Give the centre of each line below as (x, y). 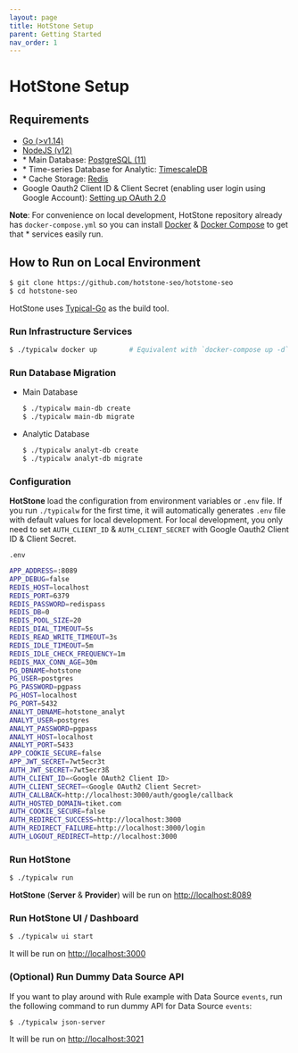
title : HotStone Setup (51, 26)
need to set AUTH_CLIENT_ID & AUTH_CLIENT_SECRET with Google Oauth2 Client (149, 530)
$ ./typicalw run (41, 878)
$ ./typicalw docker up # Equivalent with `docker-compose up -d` (149, 350)
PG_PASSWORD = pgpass (46, 687)
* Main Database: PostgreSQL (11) (84, 160)
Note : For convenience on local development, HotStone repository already (146, 215)
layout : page (33, 17)
